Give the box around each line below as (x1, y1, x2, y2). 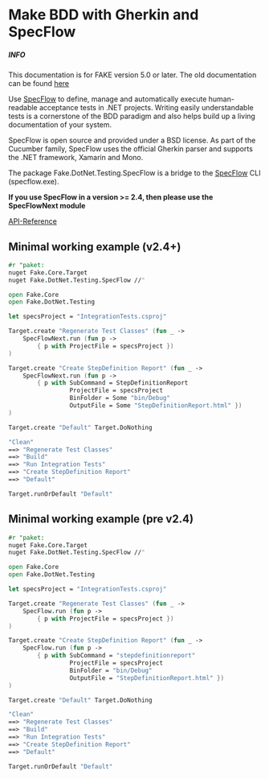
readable (8, 103, 38, 113)
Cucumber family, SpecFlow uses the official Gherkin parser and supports (8, 144, 253, 154)
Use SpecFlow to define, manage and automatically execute (8, 94, 207, 104)
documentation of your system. (8, 120, 112, 130)
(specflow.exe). (8, 177, 59, 187)
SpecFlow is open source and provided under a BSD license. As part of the (8, 135, 256, 146)
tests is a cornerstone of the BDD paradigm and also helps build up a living (8, 111, 255, 122)
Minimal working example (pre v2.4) (8, 513, 194, 526)
